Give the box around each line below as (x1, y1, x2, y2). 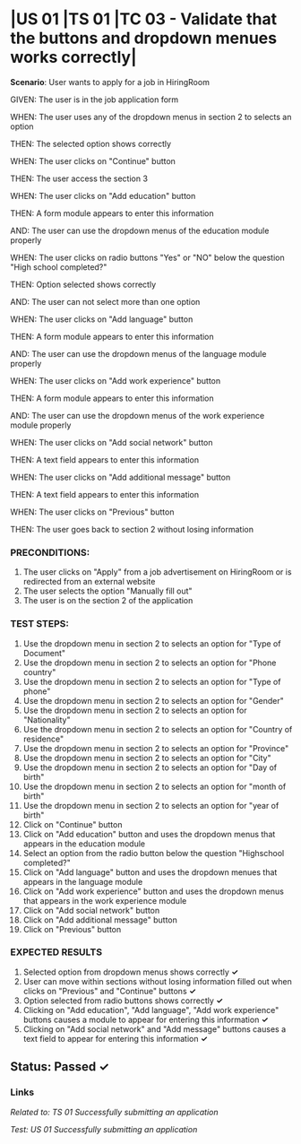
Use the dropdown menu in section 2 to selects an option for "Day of (22, 762, 278, 773)
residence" (22, 733, 64, 744)
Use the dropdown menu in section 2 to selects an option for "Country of (22, 724, 293, 734)
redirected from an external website (22, 576, 156, 587)
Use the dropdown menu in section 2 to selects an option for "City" (22, 752, 271, 763)
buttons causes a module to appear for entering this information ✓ (22, 1014, 269, 1025)
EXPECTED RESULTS (10, 946, 102, 958)
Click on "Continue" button (22, 819, 123, 829)
